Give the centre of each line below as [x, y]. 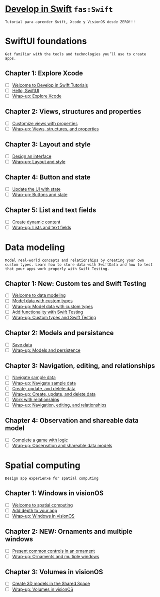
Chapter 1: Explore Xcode [44, 73]
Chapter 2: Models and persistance [59, 333]
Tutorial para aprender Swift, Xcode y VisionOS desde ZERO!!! [70, 22]
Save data [22, 344]
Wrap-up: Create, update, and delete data [54, 394]
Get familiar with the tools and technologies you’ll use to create [76, 54]
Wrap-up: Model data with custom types [52, 306]
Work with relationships [36, 399]
